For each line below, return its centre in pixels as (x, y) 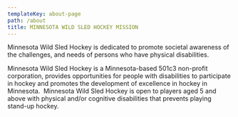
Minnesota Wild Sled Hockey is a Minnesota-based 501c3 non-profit (108, 69)
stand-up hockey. (33, 106)
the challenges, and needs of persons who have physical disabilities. (108, 55)
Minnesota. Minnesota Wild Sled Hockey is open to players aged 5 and (112, 91)
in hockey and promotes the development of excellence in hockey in (108, 84)
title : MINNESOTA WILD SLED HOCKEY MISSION (73, 27)
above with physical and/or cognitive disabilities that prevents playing (109, 99)
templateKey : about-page (44, 14)
